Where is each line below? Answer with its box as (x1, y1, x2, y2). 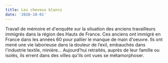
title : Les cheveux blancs (5, 7, 62, 12)
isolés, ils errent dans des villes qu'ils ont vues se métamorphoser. (5, 52, 145, 58)
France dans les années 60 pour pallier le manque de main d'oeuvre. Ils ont (5, 36, 163, 42)
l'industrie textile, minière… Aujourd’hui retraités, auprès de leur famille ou (5, 47, 160, 53)
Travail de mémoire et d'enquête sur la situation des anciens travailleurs (5, 25, 156, 31)
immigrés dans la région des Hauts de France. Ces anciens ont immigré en (5, 31, 161, 37)
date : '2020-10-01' (5, 12, 47, 17)
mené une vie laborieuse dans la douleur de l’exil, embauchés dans (5, 41, 146, 47)
